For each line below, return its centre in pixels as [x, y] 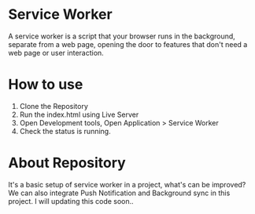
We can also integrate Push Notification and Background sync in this [119, 193]
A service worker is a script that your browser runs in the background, [122, 36]
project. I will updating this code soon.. [71, 201]
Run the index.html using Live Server [79, 114]
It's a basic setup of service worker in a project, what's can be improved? [127, 184]
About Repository [67, 163]
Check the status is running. [65, 131]
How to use [46, 85]
